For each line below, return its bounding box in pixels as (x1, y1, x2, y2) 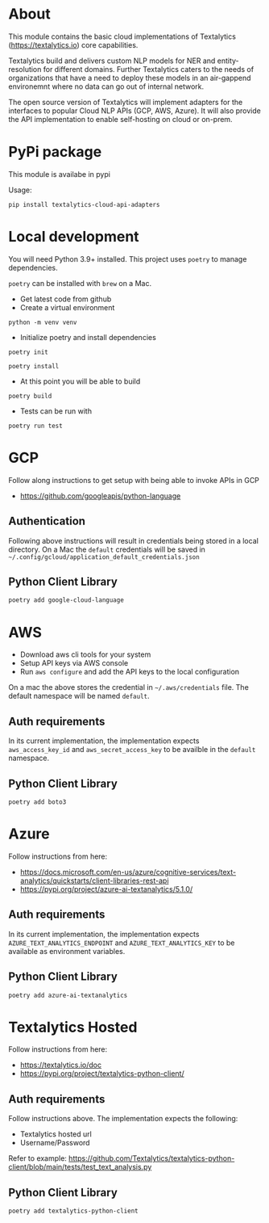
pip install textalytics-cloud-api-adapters (8, 200, 160, 208)
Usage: (8, 185, 32, 195)
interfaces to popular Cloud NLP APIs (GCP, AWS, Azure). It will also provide (8, 106, 262, 116)
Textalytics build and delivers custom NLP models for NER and (8, 56, 216, 65)
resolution (8, 64, 42, 74)
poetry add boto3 (8, 797, 67, 806)
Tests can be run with (19, 406, 93, 416)
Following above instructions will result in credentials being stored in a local (8, 536, 259, 545)
